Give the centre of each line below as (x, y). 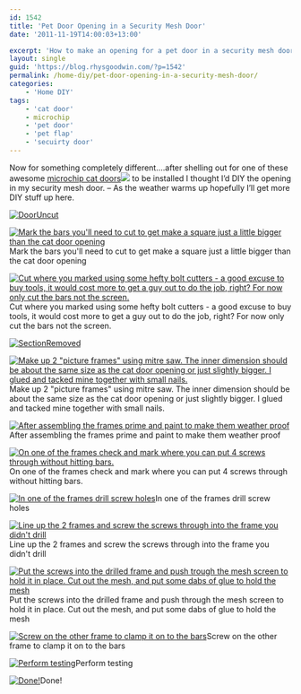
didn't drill (28, 553)
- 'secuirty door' (60, 143)
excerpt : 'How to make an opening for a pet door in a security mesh (142, 50)
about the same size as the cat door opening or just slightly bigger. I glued (146, 398)
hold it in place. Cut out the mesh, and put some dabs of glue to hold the (142, 609)
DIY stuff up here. (42, 197)
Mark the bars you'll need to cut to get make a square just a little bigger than (150, 251)
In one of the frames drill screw (213, 498)
